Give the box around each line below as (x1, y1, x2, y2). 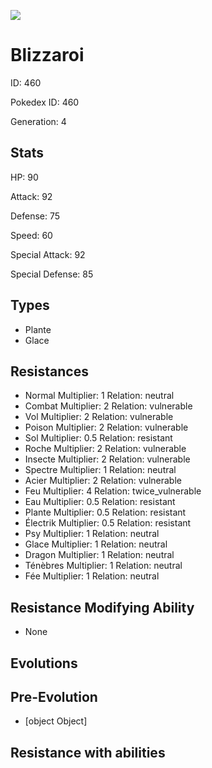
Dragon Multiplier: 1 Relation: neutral (24, 549, 175, 561)
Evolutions (10, 655, 78, 672)
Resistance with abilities (10, 744, 166, 761)
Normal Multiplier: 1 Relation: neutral (24, 390, 175, 402)
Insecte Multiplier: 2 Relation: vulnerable (24, 453, 191, 465)
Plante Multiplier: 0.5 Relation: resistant (24, 506, 187, 519)
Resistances (10, 363, 89, 380)
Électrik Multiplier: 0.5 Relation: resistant (24, 517, 192, 529)
